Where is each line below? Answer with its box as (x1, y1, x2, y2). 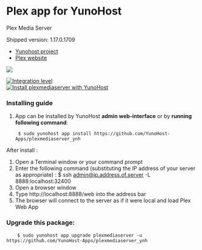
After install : (6, 146, 38, 154)
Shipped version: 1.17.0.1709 (6, 36, 76, 43)
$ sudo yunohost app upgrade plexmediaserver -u (17, 232, 143, 238)
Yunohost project (15, 47, 59, 55)
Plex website (15, 54, 47, 61)
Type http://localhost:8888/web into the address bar (15, 191, 147, 198)
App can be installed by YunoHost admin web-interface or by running (15, 113, 192, 120)
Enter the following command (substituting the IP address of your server (15, 165, 196, 172)
